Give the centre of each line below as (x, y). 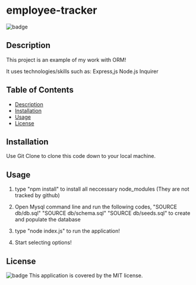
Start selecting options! (43, 243)
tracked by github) (37, 195)
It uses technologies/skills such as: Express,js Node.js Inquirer (82, 71)
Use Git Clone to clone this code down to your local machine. (81, 156)
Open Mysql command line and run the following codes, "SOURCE (96, 207)
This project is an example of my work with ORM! (66, 59)
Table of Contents (40, 90)
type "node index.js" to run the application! (67, 231)
